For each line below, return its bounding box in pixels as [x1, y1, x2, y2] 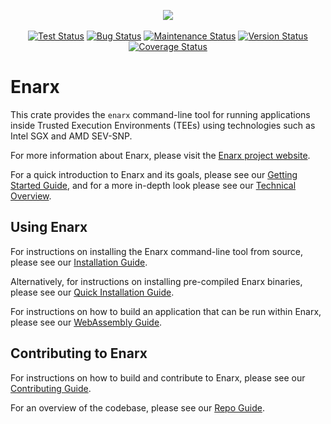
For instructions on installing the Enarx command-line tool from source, [10, 245, 304, 257]
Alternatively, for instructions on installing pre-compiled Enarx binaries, [10, 275, 303, 287]
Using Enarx [10, 219, 88, 236]
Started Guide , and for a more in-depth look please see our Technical [10, 179, 297, 191]
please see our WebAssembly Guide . [10, 316, 163, 328]
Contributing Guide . [10, 382, 92, 394]
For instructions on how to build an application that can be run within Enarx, [10, 305, 322, 317]
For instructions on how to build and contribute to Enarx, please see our [10, 371, 306, 384]
